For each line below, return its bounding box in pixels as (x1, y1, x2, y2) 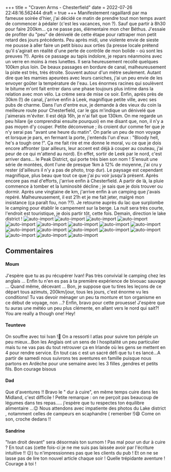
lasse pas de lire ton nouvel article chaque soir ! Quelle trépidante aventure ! (5, 455, 165, 461)
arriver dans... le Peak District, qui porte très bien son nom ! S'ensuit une (5, 156, 158, 162)
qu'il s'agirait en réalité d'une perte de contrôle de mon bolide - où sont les (5, 48, 163, 54)
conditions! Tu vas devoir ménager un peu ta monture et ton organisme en (5, 294, 161, 300)
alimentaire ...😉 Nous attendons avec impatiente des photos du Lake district (5, 405, 166, 411)
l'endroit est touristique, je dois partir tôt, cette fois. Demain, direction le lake (5, 210, 166, 216)
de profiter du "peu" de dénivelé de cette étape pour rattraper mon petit (5, 32, 157, 37)
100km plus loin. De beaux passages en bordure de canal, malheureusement (5, 64, 166, 70)
